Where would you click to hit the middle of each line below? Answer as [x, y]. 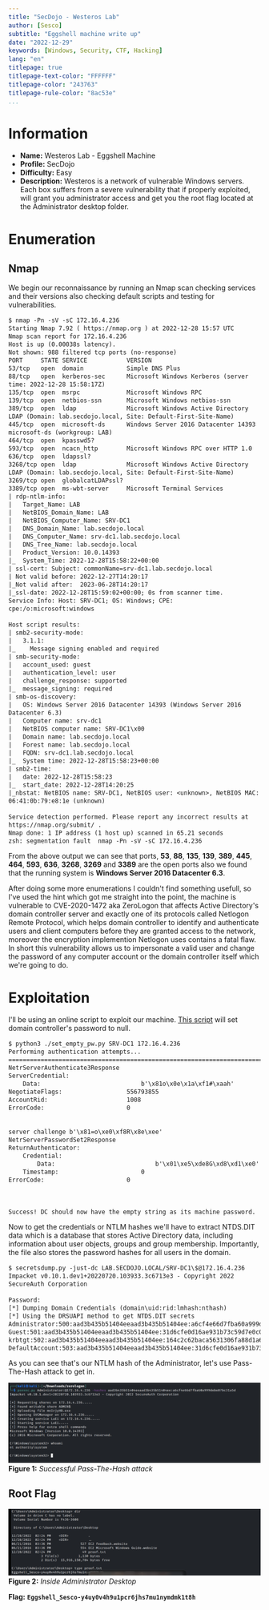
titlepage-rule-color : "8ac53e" [62, 93]
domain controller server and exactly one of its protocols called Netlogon [129, 914]
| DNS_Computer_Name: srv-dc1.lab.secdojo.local [94, 537]
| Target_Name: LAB [44, 505]
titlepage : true [35, 68]
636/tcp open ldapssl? [50, 457]
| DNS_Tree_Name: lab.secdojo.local [73, 545]
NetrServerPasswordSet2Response [62, 1140]
